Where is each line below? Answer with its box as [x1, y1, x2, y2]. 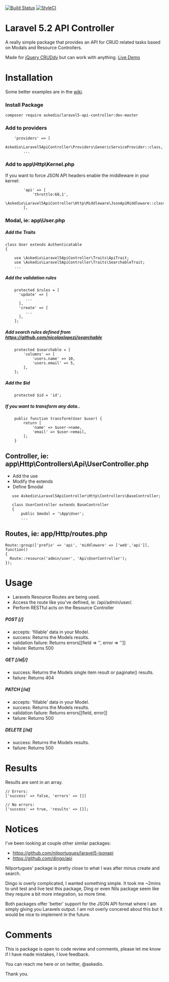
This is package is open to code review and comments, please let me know [5, 946, 161, 952]
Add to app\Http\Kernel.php [5, 161, 74, 168]
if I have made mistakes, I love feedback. [5, 951, 90, 957]
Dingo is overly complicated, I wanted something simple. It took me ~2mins [5, 880, 161, 886]
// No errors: [5, 802, 35, 807]
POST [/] [5, 616, 24, 622]
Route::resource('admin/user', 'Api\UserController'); [10, 556, 127, 561]
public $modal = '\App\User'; [21, 511, 84, 516]
